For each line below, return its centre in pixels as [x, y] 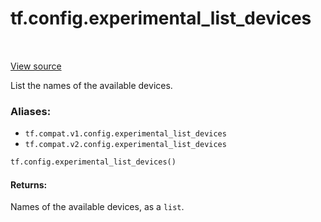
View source [36, 66]
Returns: [29, 184]
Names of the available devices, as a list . [97, 207]
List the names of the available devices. [91, 85]
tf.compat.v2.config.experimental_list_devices [125, 145]
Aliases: [31, 111]
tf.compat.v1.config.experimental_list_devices [125, 134]
